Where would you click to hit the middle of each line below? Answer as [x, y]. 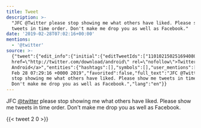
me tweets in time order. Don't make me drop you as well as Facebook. [94, 107]
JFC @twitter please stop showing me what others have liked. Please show [99, 101]
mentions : [19, 39]
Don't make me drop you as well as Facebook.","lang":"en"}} [89, 84]
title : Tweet [22, 12]
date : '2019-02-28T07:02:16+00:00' [51, 34]
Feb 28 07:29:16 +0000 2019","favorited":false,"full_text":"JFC [95, 73]
